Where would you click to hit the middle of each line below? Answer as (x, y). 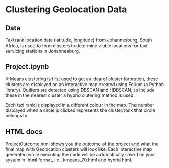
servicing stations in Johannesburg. (43, 51)
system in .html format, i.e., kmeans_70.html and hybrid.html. (69, 160)
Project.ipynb (27, 67)
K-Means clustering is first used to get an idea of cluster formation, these (82, 79)
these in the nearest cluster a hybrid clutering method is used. (70, 95)
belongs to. (17, 115)
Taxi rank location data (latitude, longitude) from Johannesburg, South (79, 40)
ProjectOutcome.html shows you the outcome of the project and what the (82, 144)
